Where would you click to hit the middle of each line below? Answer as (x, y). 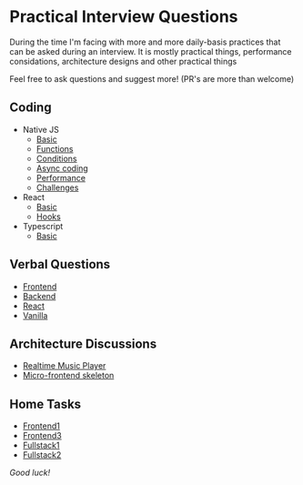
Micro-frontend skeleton (68, 376)
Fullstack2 (42, 455)
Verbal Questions (60, 264)
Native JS (40, 129)
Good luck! (30, 473)
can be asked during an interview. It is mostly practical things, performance (151, 51)
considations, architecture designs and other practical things (123, 61)
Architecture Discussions (83, 344)
